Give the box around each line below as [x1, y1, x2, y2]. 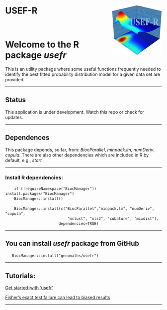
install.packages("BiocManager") [5, 191, 75, 196]
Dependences [5, 134, 50, 142]
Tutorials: [5, 272, 36, 280]
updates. [5, 114, 23, 120]
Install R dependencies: [5, 174, 63, 181]
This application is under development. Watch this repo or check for [5, 109, 144, 115]
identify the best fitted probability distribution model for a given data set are [5, 71, 161, 77]
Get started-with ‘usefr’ [5, 285, 53, 291]
